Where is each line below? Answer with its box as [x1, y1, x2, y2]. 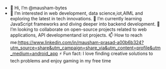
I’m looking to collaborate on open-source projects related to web [10, 26, 147, 32]
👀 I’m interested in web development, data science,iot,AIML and [10, 10, 143, 16]
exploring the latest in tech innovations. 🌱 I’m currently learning [10, 16, 142, 21]
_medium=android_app [10, 51, 58, 56]
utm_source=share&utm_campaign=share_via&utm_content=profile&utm [10, 45, 161, 51]
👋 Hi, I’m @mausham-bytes [10, 5, 67, 11]
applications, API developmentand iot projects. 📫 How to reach [10, 32, 143, 38]
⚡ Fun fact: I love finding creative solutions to [59, 51, 153, 56]
